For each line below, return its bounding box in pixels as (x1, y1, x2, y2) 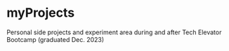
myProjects (6, 5, 75, 21)
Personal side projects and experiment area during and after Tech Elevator (6, 28, 222, 36)
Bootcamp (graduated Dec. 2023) (6, 35, 105, 43)
